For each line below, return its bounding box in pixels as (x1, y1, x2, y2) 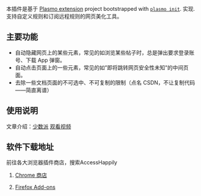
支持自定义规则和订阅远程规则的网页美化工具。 (6, 13, 122, 20)
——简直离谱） (14, 86, 52, 94)
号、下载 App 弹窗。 (14, 56, 66, 64)
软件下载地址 (6, 142, 54, 152)
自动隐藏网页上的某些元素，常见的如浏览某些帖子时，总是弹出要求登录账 (14, 49, 194, 56)
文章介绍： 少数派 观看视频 (6, 122, 71, 130)
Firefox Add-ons (14, 183, 56, 191)
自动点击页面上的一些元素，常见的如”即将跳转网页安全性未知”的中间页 (14, 64, 189, 71)
